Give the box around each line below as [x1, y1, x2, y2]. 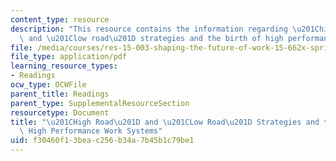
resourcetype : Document [10, 107, 110, 118]
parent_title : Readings [10, 89, 110, 99]
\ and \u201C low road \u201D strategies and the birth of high [19, 33, 284, 43]
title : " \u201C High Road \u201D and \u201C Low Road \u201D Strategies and [10, 117, 320, 127]
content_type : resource [10, 14, 110, 25]
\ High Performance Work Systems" [19, 126, 163, 136]
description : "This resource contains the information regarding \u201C [10, 24, 320, 34]
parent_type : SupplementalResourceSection [10, 98, 190, 108]
